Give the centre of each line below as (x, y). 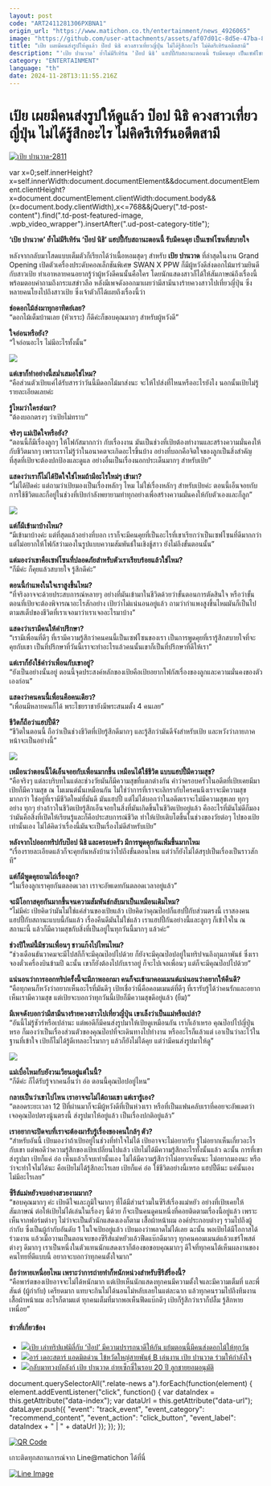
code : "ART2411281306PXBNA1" (58, 23)
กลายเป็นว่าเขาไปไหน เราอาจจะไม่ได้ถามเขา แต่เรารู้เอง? (82, 1097)
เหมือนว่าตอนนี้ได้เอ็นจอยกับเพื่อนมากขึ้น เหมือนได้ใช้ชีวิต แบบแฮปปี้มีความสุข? (112, 772)
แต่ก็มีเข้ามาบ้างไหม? (36, 526)
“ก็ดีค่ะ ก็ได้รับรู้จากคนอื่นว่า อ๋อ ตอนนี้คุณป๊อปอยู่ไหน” (80, 1080)
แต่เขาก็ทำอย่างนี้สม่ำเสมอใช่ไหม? (53, 373)
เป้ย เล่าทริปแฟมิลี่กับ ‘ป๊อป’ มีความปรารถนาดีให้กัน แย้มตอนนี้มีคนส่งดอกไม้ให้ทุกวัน (139, 1347)
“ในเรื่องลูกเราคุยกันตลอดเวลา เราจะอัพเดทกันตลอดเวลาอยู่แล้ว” (93, 885)
